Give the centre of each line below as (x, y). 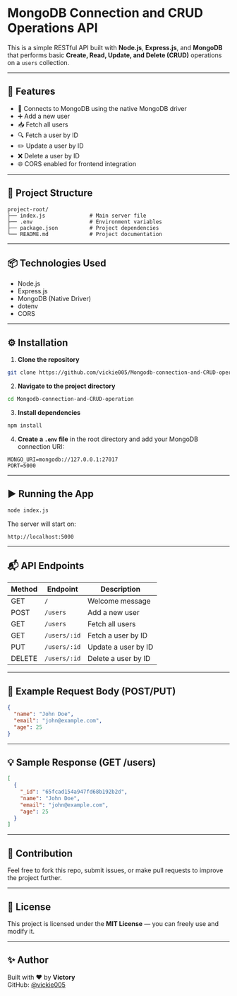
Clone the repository (48, 360)
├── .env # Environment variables (85, 222)
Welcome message (119, 601)
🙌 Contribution (40, 853)
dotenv (28, 306)
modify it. (21, 931)
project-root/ (28, 209)
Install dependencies (49, 412)
